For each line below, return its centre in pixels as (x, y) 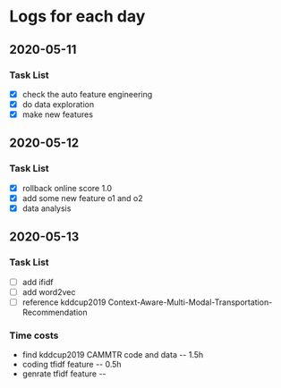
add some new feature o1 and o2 (82, 198)
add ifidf (38, 282)
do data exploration (58, 104)
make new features (58, 114)
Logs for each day (77, 17)
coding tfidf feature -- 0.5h (72, 365)
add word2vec (49, 291)
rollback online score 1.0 (67, 188)
